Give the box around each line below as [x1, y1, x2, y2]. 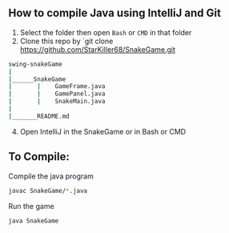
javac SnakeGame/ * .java [8, 187, 88, 195]
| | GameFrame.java [8, 82, 106, 90]
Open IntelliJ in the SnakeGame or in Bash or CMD [19, 127, 187, 136]
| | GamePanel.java [8, 90, 106, 98]
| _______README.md [8, 112, 70, 120]
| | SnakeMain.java [8, 98, 106, 106]
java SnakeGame [8, 216, 59, 225]
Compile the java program [8, 171, 94, 181]
